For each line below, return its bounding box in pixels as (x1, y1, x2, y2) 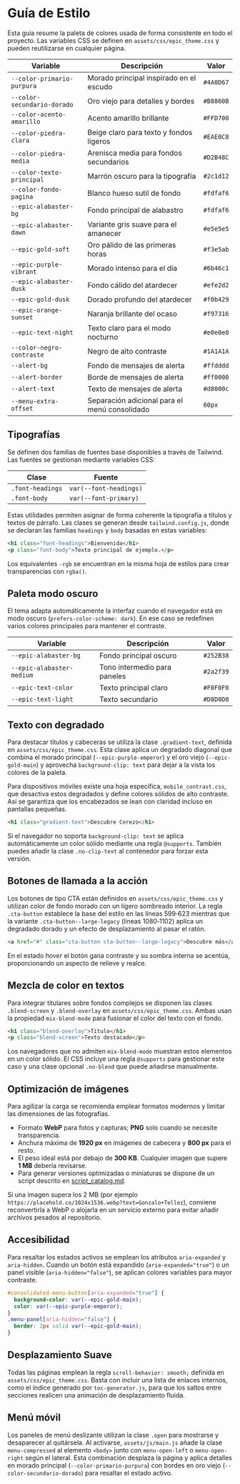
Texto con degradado (7, 718, 105, 731)
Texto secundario (99, 695, 159, 705)
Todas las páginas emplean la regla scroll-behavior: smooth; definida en (7, 1367, 225, 1377)
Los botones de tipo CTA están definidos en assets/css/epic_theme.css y (7, 894, 224, 902)
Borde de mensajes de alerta (87, 372, 184, 382)
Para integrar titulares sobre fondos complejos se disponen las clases (7, 999, 213, 1007)
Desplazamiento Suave (7, 1349, 112, 1361)
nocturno (87, 332, 119, 342)
